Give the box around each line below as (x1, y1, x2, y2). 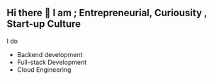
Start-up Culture (6, 18, 81, 30)
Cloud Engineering (16, 65, 72, 74)
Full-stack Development (16, 58, 86, 66)
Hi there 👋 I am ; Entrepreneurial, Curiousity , (6, 7, 207, 19)
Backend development (16, 50, 83, 58)
